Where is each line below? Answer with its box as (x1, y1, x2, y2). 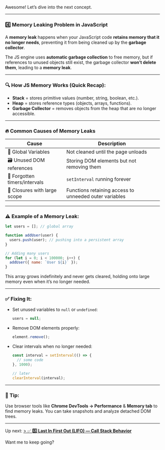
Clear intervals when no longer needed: (12, 343, 92, 349)
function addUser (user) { (5, 233, 58, 238)
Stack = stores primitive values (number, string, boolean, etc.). (12, 95, 139, 101)
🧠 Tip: (5, 392, 20, 398)
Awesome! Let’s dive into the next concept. (5, 4, 92, 10)
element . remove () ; (12, 335, 50, 339)
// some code (17, 358, 44, 363)
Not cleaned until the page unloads (66, 148, 147, 155)
